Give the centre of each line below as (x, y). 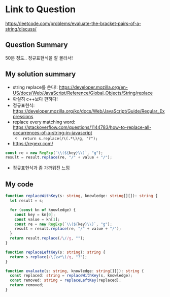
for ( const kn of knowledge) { (43, 210)
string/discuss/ (21, 29)
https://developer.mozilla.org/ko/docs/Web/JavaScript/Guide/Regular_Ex (89, 111)
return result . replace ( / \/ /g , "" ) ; (47, 238)
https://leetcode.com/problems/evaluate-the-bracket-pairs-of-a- (73, 23)
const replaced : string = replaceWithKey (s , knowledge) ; (71, 276)
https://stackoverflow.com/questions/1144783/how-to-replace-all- (82, 127)
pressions (23, 116)
